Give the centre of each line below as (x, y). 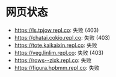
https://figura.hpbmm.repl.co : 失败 (57, 67)
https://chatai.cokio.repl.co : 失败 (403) (62, 37)
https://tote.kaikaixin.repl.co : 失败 (56, 45)
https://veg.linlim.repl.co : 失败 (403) (59, 52)
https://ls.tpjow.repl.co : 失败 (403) (56, 30)
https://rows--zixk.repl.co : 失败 (53, 60)
